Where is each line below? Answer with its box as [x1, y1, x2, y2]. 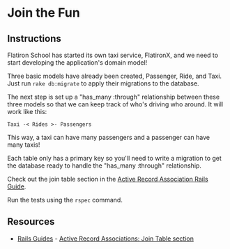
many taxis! [7, 140, 40, 149]
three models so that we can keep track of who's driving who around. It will [7, 100, 224, 109]
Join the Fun [7, 5, 80, 21]
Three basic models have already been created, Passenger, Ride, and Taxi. [7, 72, 222, 80]
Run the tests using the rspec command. [7, 196, 123, 204]
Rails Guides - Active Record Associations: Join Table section [17, 234, 194, 243]
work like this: [7, 108, 47, 115]
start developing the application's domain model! [7, 58, 148, 67]
